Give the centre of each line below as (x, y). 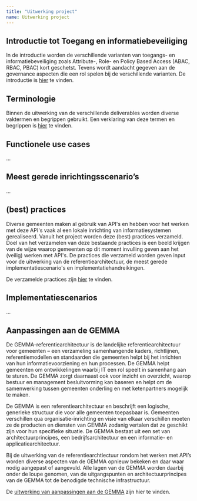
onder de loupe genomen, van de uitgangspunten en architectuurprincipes (96, 474)
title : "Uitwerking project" (42, 12)
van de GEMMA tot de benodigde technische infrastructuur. (79, 480)
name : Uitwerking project (38, 17)
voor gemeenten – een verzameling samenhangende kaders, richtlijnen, (93, 351)
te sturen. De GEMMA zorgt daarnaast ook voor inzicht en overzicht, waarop (98, 376)
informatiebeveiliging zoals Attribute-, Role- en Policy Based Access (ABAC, (98, 61)
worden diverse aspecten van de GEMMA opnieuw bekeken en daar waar (95, 461)
